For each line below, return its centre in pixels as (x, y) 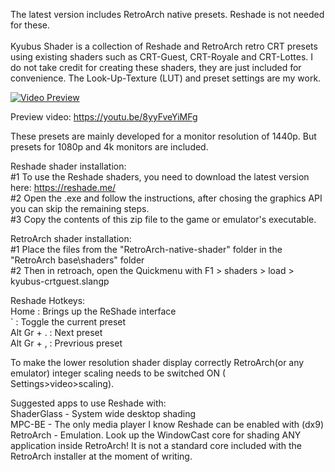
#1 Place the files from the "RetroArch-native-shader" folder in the (146, 249)
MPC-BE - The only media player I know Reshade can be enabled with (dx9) (167, 424)
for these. (30, 25)
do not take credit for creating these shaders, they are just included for (156, 67)
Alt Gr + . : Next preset (56, 332)
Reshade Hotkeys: (48, 300)
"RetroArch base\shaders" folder (77, 260)
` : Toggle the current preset (68, 322)
